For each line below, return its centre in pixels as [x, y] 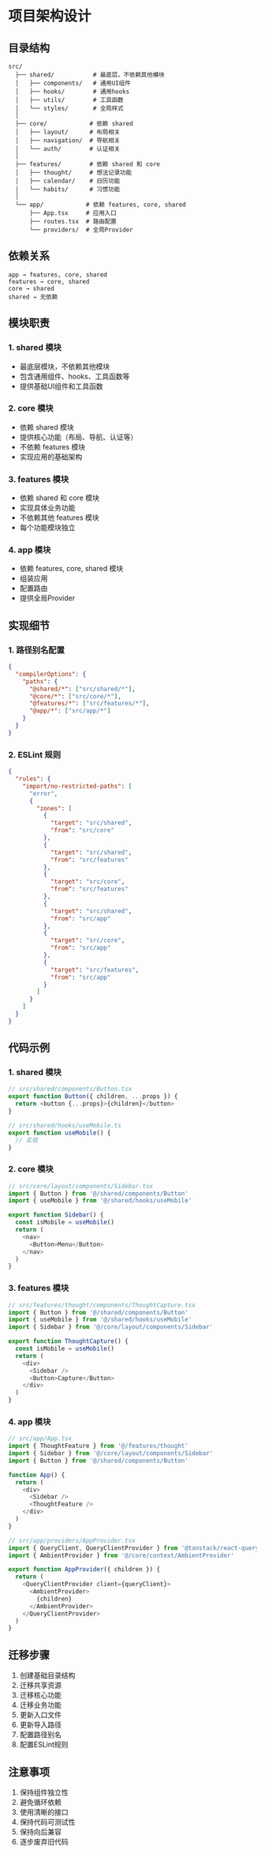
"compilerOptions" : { [51, 674]
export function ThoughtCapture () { [68, 1341]
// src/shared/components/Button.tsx [70, 1089]
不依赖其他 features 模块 [60, 517]
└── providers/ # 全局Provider [81, 230]
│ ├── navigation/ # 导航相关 [68, 141]
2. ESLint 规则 [35, 754]
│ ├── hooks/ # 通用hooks [73, 92]
